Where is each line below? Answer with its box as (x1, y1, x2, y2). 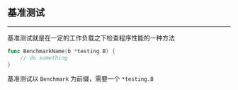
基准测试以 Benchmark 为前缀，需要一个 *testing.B (7, 74, 154, 83)
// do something (20, 54, 69, 62)
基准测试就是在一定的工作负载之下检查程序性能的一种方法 (7, 33, 175, 42)
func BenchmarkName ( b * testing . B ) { (7, 47, 115, 55)
